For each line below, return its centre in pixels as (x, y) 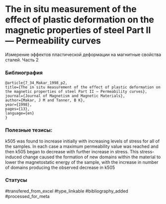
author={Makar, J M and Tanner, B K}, (45, 100)
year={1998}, (19, 105)
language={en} (20, 113)
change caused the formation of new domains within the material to (92, 157)
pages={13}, (17, 109)
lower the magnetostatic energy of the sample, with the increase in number (82, 162)
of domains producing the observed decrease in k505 (60, 167)
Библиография (24, 72)
